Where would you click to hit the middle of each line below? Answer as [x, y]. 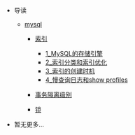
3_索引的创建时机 [70, 71]
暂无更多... [29, 124]
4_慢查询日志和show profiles [86, 80]
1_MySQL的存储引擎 [74, 54]
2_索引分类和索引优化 [76, 62]
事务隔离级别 [53, 94]
